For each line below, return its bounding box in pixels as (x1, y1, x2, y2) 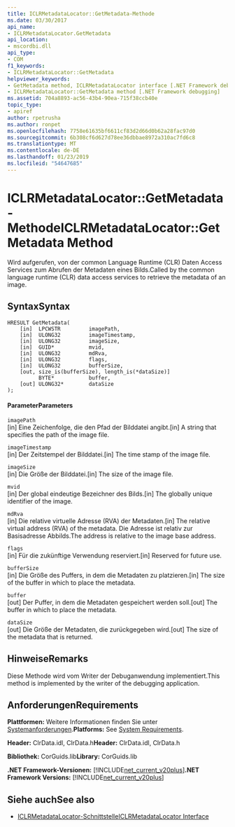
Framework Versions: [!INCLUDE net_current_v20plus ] (7, 773, 164, 781)
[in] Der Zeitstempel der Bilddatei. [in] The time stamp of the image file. (7, 450, 211, 459)
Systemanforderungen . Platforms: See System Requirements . (7, 725, 184, 734)
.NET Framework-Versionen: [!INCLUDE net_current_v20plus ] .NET (7, 766, 199, 774)
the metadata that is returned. (7, 632, 93, 641)
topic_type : (7, 102, 42, 109)
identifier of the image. (7, 496, 73, 505)
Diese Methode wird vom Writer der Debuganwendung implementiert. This (7, 672, 220, 680)
